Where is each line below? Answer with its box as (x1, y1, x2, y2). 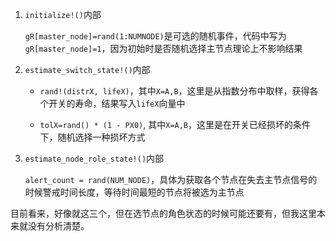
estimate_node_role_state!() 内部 (24, 153, 165, 164)
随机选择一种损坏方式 (57, 131, 146, 143)
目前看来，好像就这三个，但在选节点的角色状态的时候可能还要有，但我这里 (10, 208, 317, 219)
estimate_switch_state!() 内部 (24, 64, 151, 75)
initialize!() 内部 (24, 9, 102, 20)
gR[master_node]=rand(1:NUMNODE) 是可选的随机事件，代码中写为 (24, 30, 287, 42)
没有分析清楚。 (27, 220, 90, 232)
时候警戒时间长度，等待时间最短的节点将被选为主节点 (24, 186, 245, 198)
